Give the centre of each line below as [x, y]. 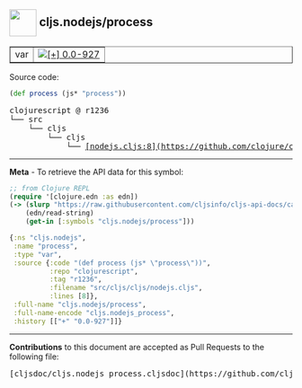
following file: [34, 357]
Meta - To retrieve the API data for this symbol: [97, 172]
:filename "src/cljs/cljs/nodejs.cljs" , [126, 288]
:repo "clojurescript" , [94, 271]
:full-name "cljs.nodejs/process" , [80, 305]
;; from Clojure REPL [50, 188]
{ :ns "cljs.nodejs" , [48, 238]
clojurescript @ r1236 [59, 110]
